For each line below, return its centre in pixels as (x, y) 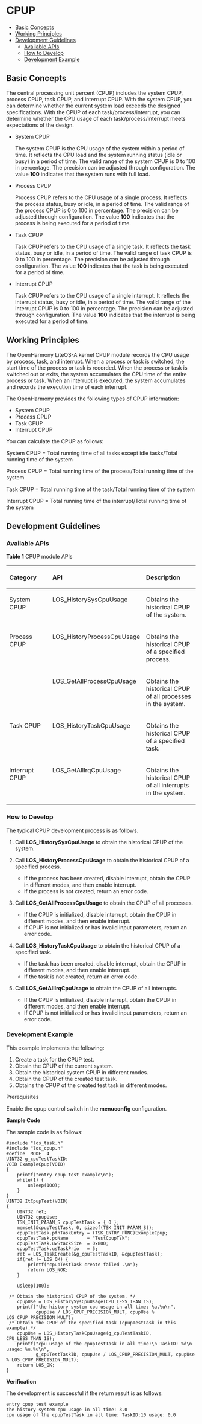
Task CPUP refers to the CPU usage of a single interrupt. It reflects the (102, 295)
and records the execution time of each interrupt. (67, 386)
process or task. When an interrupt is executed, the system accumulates (96, 380)
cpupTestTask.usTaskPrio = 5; (57, 1249)
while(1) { (31, 1180)
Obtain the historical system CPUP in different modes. (82, 1072)
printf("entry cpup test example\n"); (66, 1175)
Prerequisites (23, 1097)
